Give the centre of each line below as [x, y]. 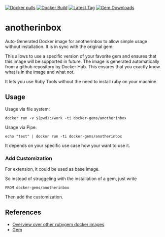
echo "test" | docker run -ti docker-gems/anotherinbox [64, 136]
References [23, 213]
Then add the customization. [34, 197]
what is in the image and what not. [40, 72]
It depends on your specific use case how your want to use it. [68, 145]
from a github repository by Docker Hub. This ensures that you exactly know [82, 66]
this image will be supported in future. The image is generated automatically [82, 61]
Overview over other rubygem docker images [58, 224]
